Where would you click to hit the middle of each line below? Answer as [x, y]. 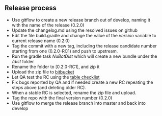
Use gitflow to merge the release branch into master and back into [79, 103]
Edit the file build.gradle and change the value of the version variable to [84, 35]
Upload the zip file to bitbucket [43, 72]
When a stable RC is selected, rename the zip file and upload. [74, 93]
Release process [31, 8]
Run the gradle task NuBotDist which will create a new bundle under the [84, 56]
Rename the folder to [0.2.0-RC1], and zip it [55, 67]
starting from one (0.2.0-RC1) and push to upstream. [65, 51]
